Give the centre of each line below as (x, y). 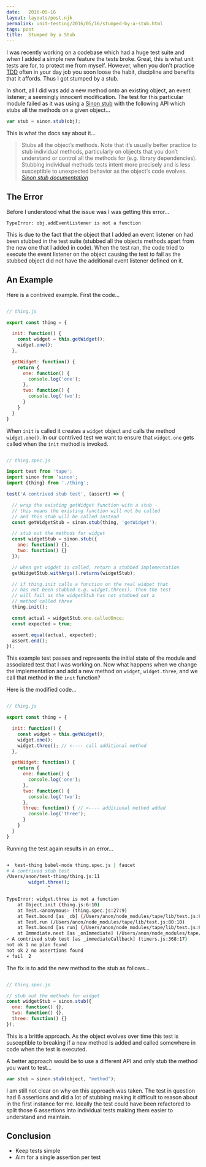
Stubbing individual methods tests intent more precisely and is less (106, 164)
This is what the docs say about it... (51, 133)
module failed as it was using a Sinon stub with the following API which (96, 104)
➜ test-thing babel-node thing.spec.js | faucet (71, 865)
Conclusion (29, 1136)
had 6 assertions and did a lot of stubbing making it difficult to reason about (102, 1097)
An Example (30, 280)
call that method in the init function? (53, 678)
